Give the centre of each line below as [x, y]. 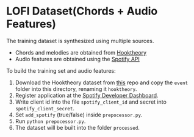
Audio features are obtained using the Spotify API [77, 59]
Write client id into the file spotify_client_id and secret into [91, 102]
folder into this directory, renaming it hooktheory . [76, 89]
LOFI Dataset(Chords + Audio [82, 11]
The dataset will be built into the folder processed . [77, 127]
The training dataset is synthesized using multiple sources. [80, 41]
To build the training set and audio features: [61, 70]
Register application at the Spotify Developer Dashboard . [87, 95]
